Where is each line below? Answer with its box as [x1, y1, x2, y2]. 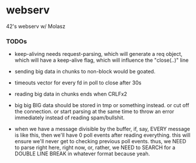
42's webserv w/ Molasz [6, 23, 66, 30]
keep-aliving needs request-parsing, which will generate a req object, [14, 51, 183, 58]
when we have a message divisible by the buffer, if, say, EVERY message [14, 126, 190, 133]
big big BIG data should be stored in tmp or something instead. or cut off [14, 102, 190, 109]
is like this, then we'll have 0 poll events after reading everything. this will [14, 132, 191, 139]
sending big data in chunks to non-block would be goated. [14, 68, 156, 75]
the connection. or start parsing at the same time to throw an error [14, 108, 174, 115]
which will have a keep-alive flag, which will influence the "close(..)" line [14, 56, 189, 64]
